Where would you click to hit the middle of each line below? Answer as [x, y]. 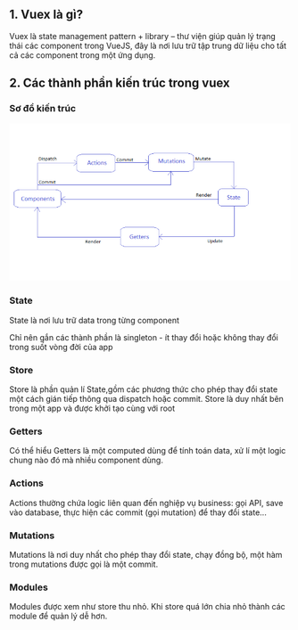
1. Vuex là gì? [46, 15]
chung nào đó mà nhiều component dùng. [86, 460]
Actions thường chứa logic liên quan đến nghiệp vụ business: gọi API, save [146, 503]
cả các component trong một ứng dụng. [83, 55]
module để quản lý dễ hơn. [58, 616]
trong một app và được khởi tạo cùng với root [92, 408]
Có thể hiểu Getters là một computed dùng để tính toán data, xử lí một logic [148, 451]
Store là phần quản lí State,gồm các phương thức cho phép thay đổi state [144, 389]
